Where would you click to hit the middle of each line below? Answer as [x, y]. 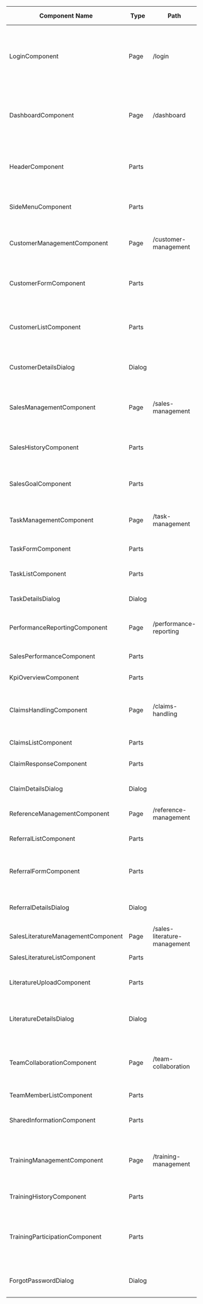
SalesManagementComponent [53, 407]
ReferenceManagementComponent [60, 814]
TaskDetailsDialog [35, 599]
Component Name [66, 16]
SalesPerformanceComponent [52, 656]
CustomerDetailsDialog [42, 367]
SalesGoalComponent [40, 484]
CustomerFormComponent [47, 283]
